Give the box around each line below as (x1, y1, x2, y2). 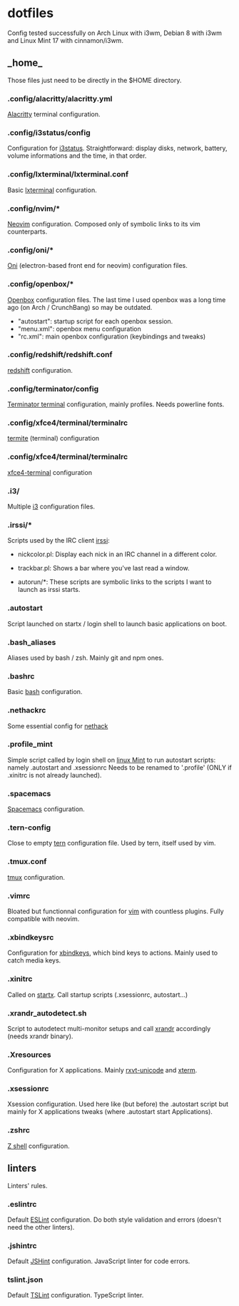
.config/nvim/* (7, 204, 61, 214)
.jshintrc (7, 1240, 37, 1250)
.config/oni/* (7, 245, 54, 255)
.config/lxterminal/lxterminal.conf (7, 169, 129, 179)
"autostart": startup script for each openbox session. (17, 316, 173, 326)
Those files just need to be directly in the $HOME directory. (7, 76, 182, 84)
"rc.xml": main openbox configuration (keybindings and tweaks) (17, 332, 205, 341)
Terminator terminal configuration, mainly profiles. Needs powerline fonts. (7, 400, 225, 408)
